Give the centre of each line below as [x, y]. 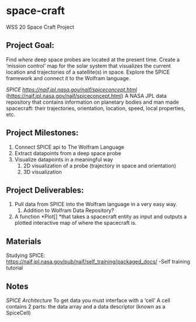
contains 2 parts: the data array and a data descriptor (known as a [86, 306]
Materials [24, 241]
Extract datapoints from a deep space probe [68, 153]
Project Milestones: [42, 133]
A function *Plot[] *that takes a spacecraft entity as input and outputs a [101, 217]
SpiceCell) [18, 313]
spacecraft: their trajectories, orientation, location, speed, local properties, [96, 108]
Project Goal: [30, 45]
